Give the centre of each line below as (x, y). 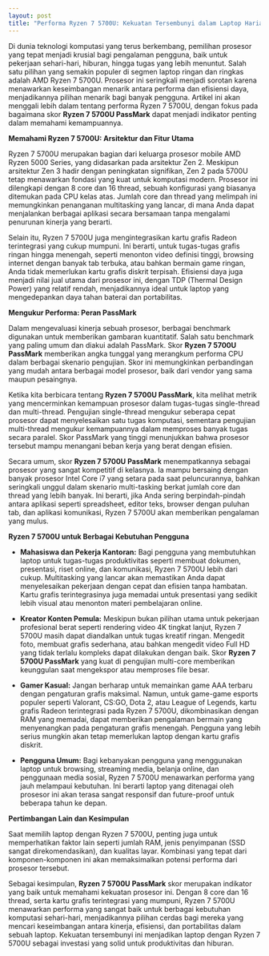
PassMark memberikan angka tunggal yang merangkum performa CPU (126, 353)
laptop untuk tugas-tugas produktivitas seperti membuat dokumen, (130, 560)
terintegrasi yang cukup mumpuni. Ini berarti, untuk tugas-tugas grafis (124, 246)
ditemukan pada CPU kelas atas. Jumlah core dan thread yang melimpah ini (133, 196)
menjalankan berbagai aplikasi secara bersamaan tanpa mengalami (119, 213)
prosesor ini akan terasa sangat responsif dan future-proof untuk (127, 794)
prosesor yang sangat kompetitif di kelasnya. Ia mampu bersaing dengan (128, 470)
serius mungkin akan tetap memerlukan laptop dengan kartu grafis (130, 736)
